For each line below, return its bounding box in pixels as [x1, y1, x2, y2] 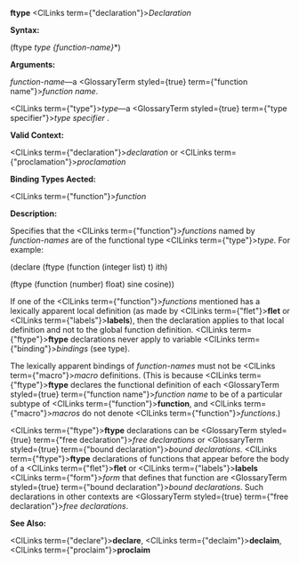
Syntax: [10, 25, 40, 35]
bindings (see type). [56, 343, 130, 354]
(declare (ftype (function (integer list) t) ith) [10, 262, 168, 272]
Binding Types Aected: [10, 173, 97, 184]
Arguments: [10, 60, 56, 69]
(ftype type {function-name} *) [10, 42, 121, 52]
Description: [10, 208, 57, 219]
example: [10, 245, 44, 254]
